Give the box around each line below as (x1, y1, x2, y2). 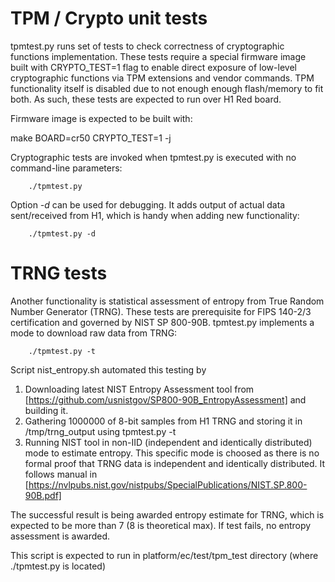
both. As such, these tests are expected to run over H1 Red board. (10, 93, 282, 105)
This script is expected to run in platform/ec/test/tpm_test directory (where (10, 549, 319, 561)
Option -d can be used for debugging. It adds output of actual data (10, 198, 286, 211)
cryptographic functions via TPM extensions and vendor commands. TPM (10, 72, 315, 84)
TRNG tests (10, 262, 108, 285)
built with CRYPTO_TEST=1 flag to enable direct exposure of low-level (10, 61, 297, 73)
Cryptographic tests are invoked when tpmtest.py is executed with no (10, 151, 297, 163)
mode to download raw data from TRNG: (10, 327, 178, 339)
